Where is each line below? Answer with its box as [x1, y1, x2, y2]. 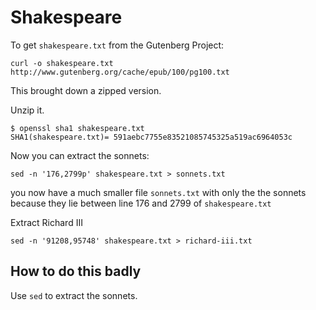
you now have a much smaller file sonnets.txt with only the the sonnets [10, 186, 307, 198]
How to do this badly [10, 263, 142, 280]
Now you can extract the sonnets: [10, 149, 150, 161]
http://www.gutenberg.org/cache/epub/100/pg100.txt [10, 67, 230, 77]
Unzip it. [10, 104, 45, 116]
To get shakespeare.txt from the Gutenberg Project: [10, 39, 225, 51]
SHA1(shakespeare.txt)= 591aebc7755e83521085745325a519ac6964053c [10, 132, 293, 142]
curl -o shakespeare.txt [10, 58, 114, 68]
